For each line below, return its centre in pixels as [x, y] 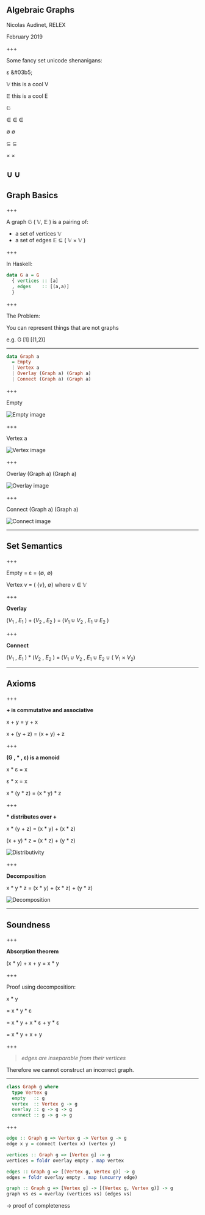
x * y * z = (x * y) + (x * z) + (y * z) [50, 888]
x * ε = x [17, 770]
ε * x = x [17, 781]
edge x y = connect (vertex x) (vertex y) [61, 1144]
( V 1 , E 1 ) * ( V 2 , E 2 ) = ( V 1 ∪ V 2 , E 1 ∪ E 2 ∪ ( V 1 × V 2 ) [71, 658]
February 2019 [24, 37]
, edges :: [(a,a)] [41, 286]
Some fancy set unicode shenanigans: [54, 60]
